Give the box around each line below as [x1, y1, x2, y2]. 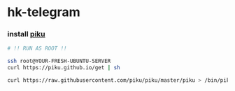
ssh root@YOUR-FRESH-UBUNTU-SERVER [7, 57, 111, 65]
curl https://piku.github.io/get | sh [7, 64, 120, 71]
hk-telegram [7, 4, 80, 20]
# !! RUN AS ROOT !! [7, 45, 68, 52]
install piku [7, 29, 45, 39]
